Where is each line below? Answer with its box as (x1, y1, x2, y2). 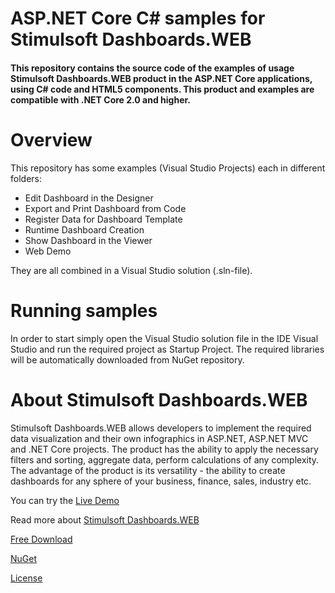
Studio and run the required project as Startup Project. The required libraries (10, 343, 325, 355)
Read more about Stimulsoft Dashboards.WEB (10, 513, 200, 526)
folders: (10, 172, 42, 184)
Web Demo (24, 245, 72, 257)
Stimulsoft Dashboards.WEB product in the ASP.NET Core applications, (10, 72, 313, 84)
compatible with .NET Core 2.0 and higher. (10, 93, 191, 106)
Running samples (10, 299, 158, 322)
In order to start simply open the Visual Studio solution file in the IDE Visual (10, 332, 319, 344)
